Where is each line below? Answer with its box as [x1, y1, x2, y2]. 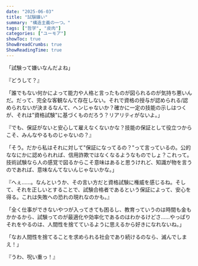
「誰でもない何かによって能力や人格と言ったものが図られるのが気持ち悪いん [6, 89, 192, 96]
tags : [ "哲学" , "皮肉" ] [6, 25, 61, 31]
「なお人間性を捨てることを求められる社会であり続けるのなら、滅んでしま [6, 233, 187, 240]
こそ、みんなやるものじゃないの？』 [6, 131, 95, 138]
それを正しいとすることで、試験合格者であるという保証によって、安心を [16, 186, 191, 193]
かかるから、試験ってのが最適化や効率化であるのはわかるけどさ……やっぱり [6, 213, 191, 220]
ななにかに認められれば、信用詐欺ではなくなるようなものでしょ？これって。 [6, 151, 192, 158]
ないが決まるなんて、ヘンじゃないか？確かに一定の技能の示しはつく [21, 104, 187, 111]
